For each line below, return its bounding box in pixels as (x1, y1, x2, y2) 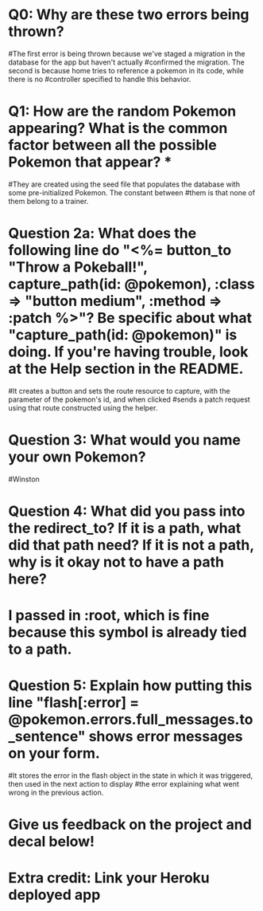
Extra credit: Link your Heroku (8, 869, 211, 887)
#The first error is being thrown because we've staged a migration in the (8, 49, 246, 58)
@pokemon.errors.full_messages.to (8, 711, 253, 728)
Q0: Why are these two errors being (8, 6, 249, 24)
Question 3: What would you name (8, 431, 241, 449)
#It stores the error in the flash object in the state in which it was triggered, (8, 771, 253, 780)
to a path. (8, 640, 72, 658)
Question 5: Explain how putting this (8, 677, 253, 695)
